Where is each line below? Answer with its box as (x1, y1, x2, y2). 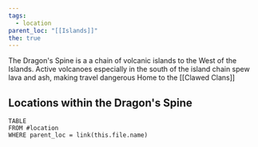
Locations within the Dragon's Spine (8, 96, 193, 109)
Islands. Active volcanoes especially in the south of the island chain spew (8, 65, 250, 74)
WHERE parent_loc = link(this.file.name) (8, 131, 149, 140)
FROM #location (8, 125, 59, 133)
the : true (8, 34, 42, 42)
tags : (8, 11, 26, 20)
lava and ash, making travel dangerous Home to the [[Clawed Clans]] (8, 73, 236, 82)
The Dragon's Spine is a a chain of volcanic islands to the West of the (8, 56, 237, 66)
